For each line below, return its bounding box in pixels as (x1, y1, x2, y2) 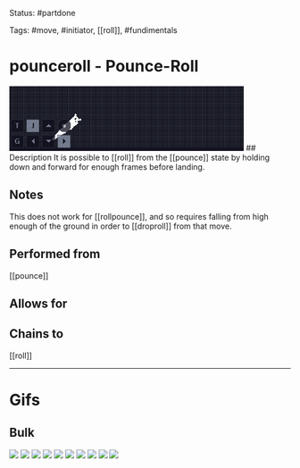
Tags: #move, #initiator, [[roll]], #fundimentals (9, 25, 178, 35)
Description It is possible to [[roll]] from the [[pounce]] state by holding (9, 152, 271, 163)
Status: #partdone (9, 8, 76, 18)
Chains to (9, 326, 64, 342)
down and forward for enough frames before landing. (9, 161, 205, 172)
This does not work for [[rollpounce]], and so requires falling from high (9, 211, 270, 221)
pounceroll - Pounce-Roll (9, 56, 199, 77)
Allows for (9, 296, 68, 311)
